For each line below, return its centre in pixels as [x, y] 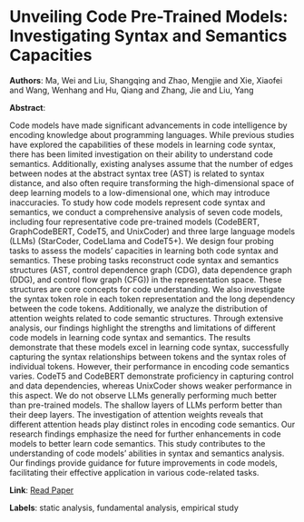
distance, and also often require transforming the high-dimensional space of [152, 182]
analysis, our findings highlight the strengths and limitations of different [142, 328]
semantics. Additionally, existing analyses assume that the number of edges [151, 163]
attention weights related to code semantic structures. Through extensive [147, 318]
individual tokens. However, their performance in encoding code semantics [150, 366]
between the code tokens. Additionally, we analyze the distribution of [138, 308]
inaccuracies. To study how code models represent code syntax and [137, 202]
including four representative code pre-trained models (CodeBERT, [135, 222]
